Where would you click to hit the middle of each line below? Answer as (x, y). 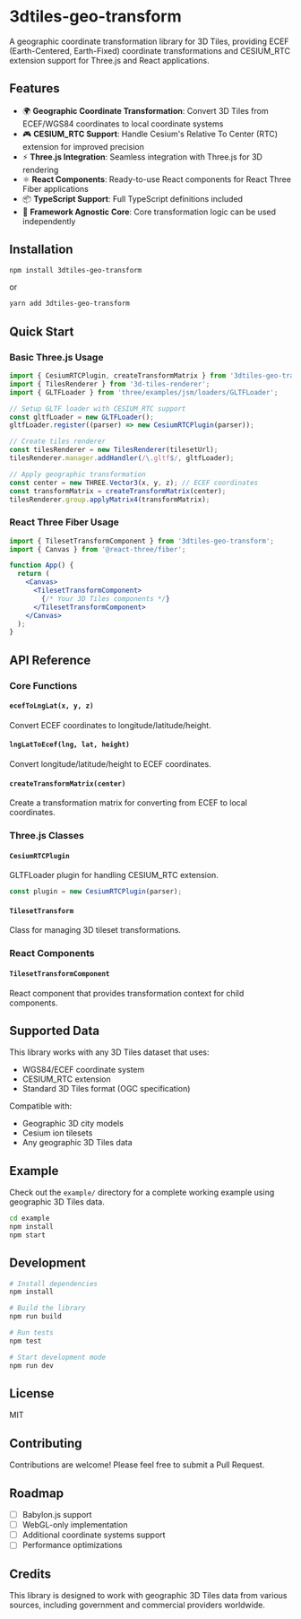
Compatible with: (41, 1106)
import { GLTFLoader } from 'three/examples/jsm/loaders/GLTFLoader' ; (144, 392)
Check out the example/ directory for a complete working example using (142, 1192)
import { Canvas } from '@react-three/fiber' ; (98, 549)
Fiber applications (56, 188)
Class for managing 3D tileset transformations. (95, 930)
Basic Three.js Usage (56, 357)
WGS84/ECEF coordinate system (83, 1070)
